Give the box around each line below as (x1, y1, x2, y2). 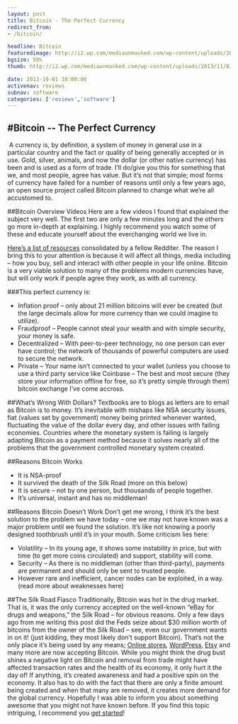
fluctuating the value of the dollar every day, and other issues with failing (7, 421, 220, 430)
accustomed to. (7, 193, 53, 202)
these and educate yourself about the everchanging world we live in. (7, 230, 208, 239)
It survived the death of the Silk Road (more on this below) (17, 479, 188, 487)
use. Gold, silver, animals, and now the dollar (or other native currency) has (7, 156, 227, 164)
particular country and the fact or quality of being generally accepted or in (7, 148, 225, 157)
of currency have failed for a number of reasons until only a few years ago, (7, 178, 226, 187)
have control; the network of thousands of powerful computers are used (17, 347, 229, 355)
